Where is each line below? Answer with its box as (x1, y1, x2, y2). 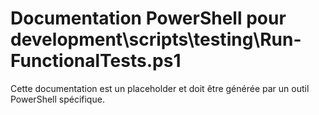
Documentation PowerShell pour (10, 7, 287, 30)
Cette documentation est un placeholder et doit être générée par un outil (10, 82, 310, 94)
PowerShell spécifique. (10, 93, 105, 105)
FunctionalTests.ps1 (10, 50, 182, 72)
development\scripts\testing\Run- (10, 28, 302, 51)
